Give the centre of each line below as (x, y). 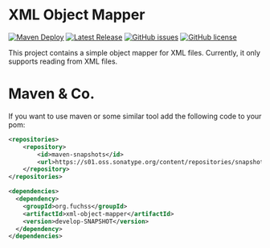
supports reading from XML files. (63, 61)
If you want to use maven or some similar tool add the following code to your (135, 116)
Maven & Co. (51, 94)
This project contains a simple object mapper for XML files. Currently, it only (135, 52)
